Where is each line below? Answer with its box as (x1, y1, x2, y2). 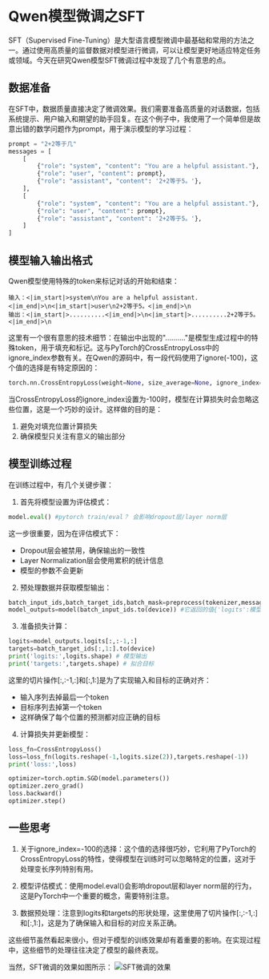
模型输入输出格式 (8, 253, 93, 267)
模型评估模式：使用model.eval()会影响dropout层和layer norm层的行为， (19, 880, 256, 890)
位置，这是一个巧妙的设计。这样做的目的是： (14, 404, 163, 413)
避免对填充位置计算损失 (19, 421, 98, 431)
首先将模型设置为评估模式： (19, 497, 112, 506)
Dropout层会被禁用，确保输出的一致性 (19, 546, 146, 555)
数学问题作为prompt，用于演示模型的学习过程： (35, 123, 194, 133)
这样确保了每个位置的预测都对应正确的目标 (19, 712, 161, 722)
